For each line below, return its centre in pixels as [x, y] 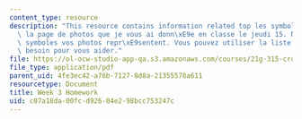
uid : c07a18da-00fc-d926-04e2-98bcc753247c [92, 101]
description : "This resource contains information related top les [138, 26]
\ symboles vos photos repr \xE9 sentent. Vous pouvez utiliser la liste [155, 42]
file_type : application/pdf [62, 68]
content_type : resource [54, 17]
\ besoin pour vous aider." [70, 51]
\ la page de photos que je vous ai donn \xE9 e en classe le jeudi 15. [152, 34]
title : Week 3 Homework [54, 92]
